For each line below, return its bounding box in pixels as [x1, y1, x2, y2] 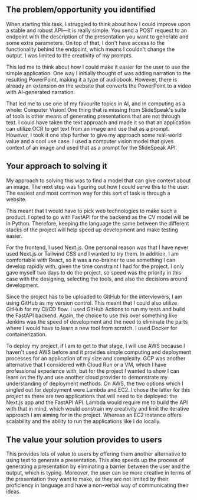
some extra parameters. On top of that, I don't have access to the [6, 39, 165, 46]
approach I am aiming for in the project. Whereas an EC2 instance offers [6, 411, 182, 418]
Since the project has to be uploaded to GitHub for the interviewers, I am [6, 293, 183, 300]
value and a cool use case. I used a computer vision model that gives [6, 137, 174, 144]
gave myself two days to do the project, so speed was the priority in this [6, 269, 182, 276]
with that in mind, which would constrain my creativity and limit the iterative [6, 405, 189, 412]
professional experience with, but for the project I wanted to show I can [6, 367, 180, 375]
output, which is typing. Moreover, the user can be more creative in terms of [6, 469, 192, 476]
